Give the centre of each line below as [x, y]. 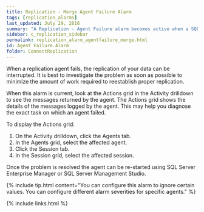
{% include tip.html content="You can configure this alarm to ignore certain [100, 185]
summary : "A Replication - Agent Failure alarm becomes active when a [97, 29]
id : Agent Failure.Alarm [38, 46]
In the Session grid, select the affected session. [75, 155]
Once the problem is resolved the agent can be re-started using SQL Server [101, 167]
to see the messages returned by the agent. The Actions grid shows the [96, 99]
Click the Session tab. [42, 148]
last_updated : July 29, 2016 [43, 23]
